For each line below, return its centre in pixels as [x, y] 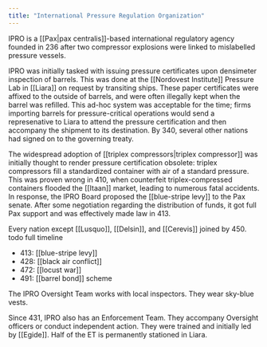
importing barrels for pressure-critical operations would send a [112, 113]
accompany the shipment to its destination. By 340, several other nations [128, 130]
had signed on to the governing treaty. [71, 138]
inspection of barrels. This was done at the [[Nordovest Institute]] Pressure [132, 79]
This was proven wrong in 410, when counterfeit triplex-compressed [120, 179]
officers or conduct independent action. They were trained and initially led [130, 326]
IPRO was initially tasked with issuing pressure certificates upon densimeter [133, 71]
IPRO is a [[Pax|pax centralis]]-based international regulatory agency [122, 38]
